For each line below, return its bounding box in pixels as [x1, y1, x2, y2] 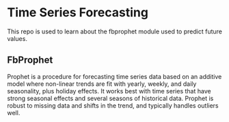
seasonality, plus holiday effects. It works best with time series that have [7, 87, 211, 95]
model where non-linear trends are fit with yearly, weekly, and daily [7, 80, 197, 88]
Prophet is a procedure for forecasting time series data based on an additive [7, 72, 222, 80]
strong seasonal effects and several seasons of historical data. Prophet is [7, 94, 214, 102]
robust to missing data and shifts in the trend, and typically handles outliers [7, 101, 219, 110]
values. [7, 34, 27, 42]
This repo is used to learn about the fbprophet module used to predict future [7, 27, 222, 35]
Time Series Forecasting [7, 5, 149, 20]
